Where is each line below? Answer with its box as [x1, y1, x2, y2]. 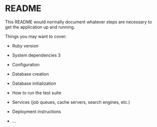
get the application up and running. [5, 24, 75, 30]
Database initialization [12, 80, 57, 86]
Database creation [12, 71, 49, 77]
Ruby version [12, 43, 39, 48]
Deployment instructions [12, 109, 62, 114]
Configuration [12, 62, 40, 67]
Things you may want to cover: [5, 33, 67, 39]
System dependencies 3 [12, 52, 61, 58]
